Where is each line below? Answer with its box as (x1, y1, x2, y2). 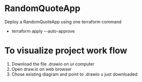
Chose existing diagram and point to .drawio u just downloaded (11, 71, 138, 77)
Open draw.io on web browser (11, 66, 72, 72)
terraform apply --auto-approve (11, 28, 75, 34)
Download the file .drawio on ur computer (11, 61, 95, 67)
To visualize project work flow (4, 45, 128, 56)
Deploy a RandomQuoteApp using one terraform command (4, 19, 122, 25)
